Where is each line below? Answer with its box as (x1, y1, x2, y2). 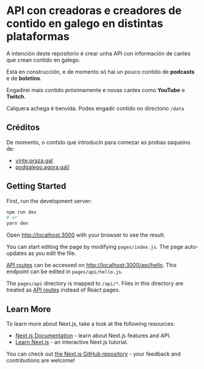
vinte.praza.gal (15, 157, 53, 164)
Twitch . (6, 93, 26, 100)
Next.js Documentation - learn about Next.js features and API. (15, 332, 171, 339)
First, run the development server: (6, 197, 92, 204)
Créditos (6, 123, 40, 133)
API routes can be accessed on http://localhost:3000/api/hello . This (6, 262, 177, 269)
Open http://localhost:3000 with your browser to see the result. (6, 231, 166, 238)
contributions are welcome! (6, 357, 75, 364)
